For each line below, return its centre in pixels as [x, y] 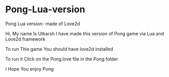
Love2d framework [25, 39]
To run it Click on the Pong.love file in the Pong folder [62, 59]
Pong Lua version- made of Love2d [43, 24]
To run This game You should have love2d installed [59, 49]
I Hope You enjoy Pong [30, 69]
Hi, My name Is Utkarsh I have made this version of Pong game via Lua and [85, 33]
